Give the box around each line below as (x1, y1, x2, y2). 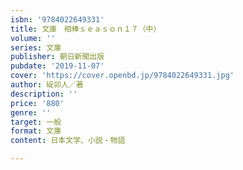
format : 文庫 (10, 126, 62, 136)
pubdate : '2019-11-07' (10, 61, 105, 71)
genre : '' (10, 107, 52, 118)
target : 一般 (10, 117, 62, 127)
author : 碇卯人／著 (10, 80, 84, 90)
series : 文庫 (10, 42, 62, 53)
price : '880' (10, 98, 65, 108)
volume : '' (10, 33, 56, 43)
